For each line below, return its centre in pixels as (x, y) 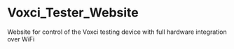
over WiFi (21, 39)
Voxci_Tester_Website (73, 13)
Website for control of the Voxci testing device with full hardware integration (117, 32)
